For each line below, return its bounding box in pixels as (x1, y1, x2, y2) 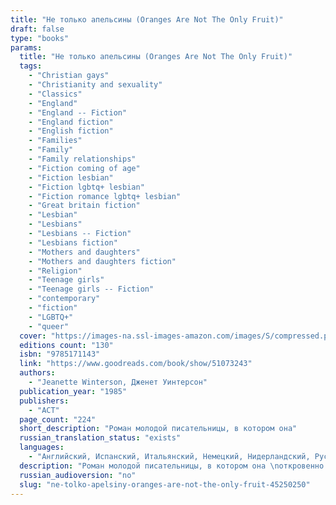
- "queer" (28, 321, 70, 331)
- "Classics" (28, 89, 83, 99)
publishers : (19, 396, 70, 406)
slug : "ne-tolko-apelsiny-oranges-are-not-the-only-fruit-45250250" (19, 479, 311, 490)
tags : (19, 61, 43, 71)
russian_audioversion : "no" (19, 470, 137, 480)
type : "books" (10, 33, 70, 43)
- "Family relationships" (28, 154, 137, 164)
